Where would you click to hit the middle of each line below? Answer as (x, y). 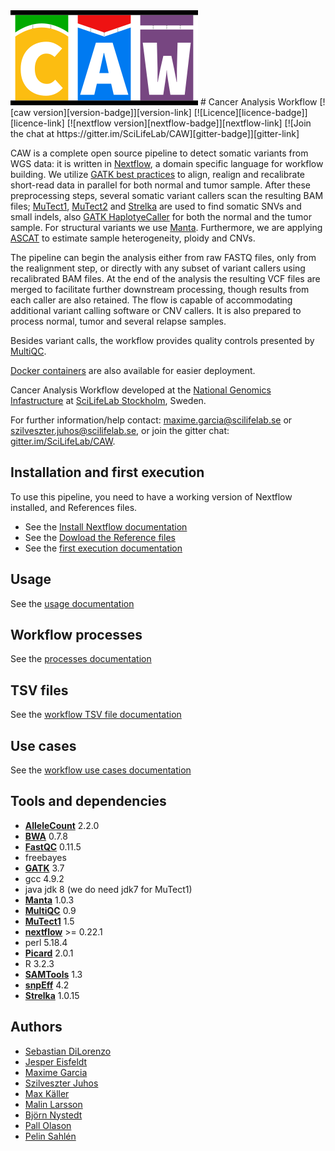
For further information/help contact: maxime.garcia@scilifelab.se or (151, 420)
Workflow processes (76, 635)
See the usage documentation (72, 603)
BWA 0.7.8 (46, 836)
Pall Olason (48, 1125)
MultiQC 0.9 (50, 910)
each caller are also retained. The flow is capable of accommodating (151, 300)
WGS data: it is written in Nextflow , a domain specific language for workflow (167, 163)
